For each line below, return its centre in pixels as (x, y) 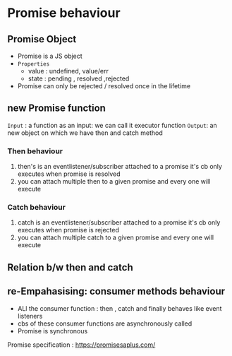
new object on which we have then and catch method (85, 133)
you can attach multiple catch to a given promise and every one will (115, 237)
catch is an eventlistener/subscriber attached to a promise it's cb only (119, 222)
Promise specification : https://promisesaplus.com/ (81, 345)
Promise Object (42, 39)
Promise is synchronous (53, 331)
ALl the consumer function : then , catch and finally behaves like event (120, 308)
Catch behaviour (36, 208)
